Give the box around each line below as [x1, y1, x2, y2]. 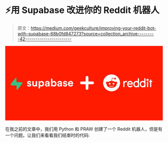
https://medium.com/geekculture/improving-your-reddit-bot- [30, 25, 156, 31]
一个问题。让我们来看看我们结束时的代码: [5, 132, 90, 138]
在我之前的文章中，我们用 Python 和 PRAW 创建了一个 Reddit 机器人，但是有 [5, 126, 162, 132]
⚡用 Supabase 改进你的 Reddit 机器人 [5, 4, 160, 16]
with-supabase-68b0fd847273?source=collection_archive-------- [17, 30, 154, 36]
